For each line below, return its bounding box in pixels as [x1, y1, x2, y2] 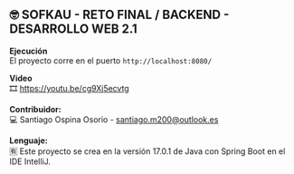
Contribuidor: [9, 103, 62, 114]
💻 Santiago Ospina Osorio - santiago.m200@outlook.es [9, 113, 219, 125]
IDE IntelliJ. [9, 156, 52, 167]
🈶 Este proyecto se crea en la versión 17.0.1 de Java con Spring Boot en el [9, 145, 286, 157]
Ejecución [9, 45, 48, 56]
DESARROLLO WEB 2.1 [9, 22, 138, 37]
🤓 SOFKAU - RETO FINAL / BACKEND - [9, 7, 230, 23]
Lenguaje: [9, 135, 48, 146]
